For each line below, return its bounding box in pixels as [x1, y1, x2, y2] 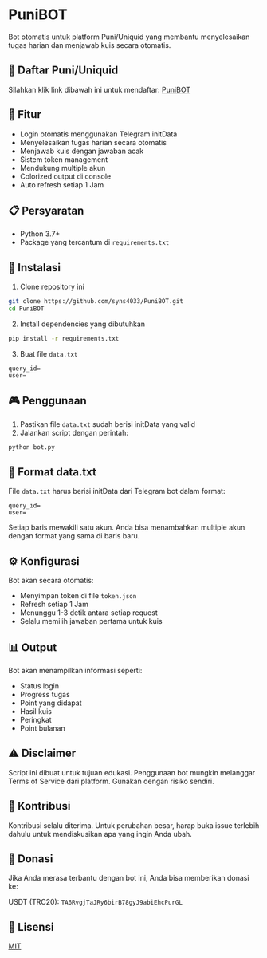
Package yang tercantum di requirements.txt [19, 238, 170, 247]
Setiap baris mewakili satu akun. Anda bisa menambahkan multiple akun [8, 522, 245, 532]
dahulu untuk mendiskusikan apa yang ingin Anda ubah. [8, 829, 193, 838]
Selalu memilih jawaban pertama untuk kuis [19, 617, 163, 626]
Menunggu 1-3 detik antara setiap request [19, 608, 158, 617]
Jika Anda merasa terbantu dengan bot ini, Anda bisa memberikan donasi [8, 873, 249, 883]
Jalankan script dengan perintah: [19, 428, 129, 437]
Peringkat [19, 715, 52, 724]
